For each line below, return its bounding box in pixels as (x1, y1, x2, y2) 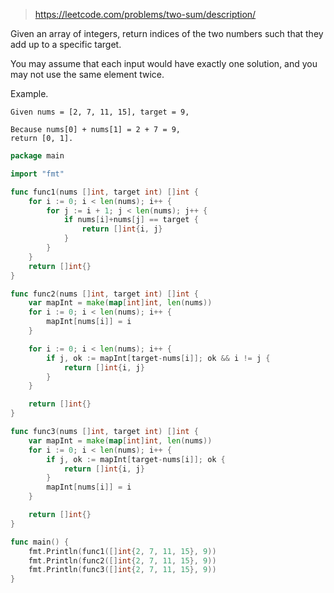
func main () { (10, 537, 70, 547)
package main (10, 151, 65, 161)
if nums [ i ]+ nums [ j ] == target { (63, 215, 199, 225)
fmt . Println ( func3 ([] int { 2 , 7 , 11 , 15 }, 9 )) (28, 565, 217, 575)
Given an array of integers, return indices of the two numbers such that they (10, 28, 324, 39)
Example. (10, 88, 49, 99)
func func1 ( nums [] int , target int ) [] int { (10, 187, 199, 197)
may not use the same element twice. (10, 69, 165, 80)
